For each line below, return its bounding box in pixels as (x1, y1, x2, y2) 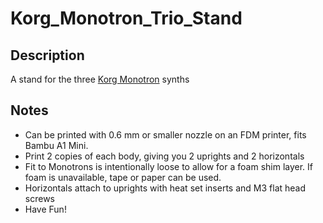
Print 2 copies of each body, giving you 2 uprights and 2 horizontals (24, 150, 305, 162)
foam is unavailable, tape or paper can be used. (24, 171, 222, 183)
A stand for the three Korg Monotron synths (10, 73, 190, 85)
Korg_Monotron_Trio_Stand (10, 7, 243, 30)
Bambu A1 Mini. (24, 139, 89, 151)
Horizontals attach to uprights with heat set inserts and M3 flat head (24, 182, 307, 194)
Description (10, 47, 85, 64)
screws (24, 192, 55, 204)
